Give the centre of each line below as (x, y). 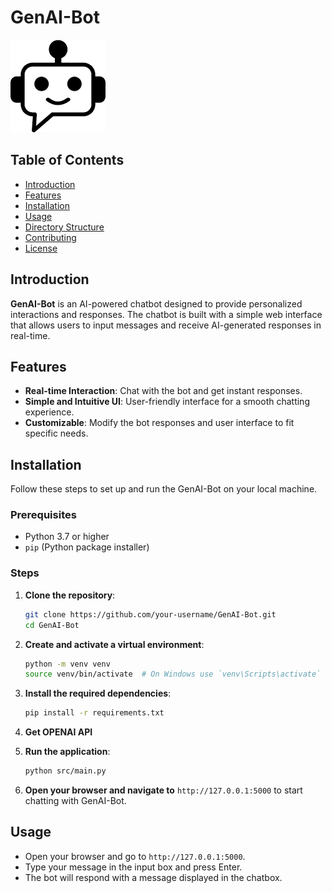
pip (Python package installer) (87, 547)
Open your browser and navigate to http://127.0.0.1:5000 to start (163, 790)
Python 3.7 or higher (67, 537)
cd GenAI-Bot (52, 625)
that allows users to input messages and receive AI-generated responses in (166, 325)
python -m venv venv (67, 664)
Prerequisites (43, 515)
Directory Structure (64, 227)
